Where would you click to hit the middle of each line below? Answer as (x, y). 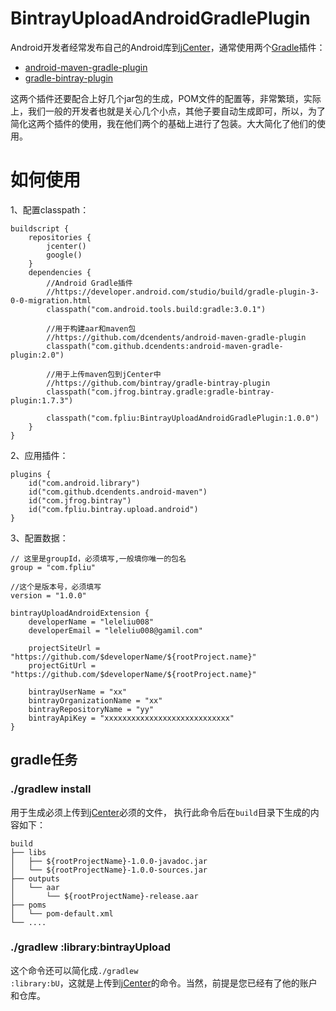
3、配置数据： (39, 538)
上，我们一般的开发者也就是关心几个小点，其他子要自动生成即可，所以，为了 (168, 111)
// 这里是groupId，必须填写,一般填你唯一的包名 (98, 558)
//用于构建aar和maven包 (91, 328)
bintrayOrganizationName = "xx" (95, 700)
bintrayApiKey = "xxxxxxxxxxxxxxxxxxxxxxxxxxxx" (131, 718)
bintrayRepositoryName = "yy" (91, 709)
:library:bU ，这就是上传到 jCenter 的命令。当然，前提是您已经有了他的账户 (164, 983)
